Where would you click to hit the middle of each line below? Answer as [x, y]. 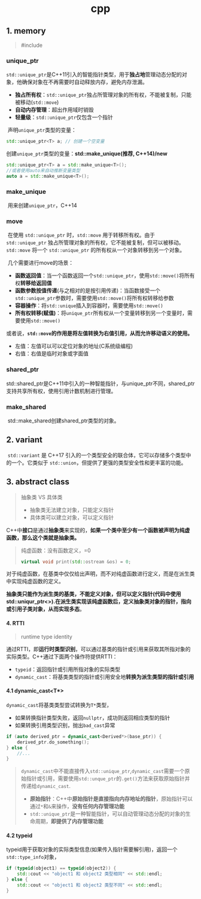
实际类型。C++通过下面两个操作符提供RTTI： [62, 657]
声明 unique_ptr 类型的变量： [42, 130]
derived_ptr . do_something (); [53, 742]
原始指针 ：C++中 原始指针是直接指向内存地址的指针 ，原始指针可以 [111, 799]
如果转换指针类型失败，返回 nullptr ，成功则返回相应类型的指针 [92, 717]
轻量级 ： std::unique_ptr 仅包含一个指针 [64, 117]
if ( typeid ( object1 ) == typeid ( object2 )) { [61, 868]
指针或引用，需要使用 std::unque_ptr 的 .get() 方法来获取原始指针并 [108, 778]
